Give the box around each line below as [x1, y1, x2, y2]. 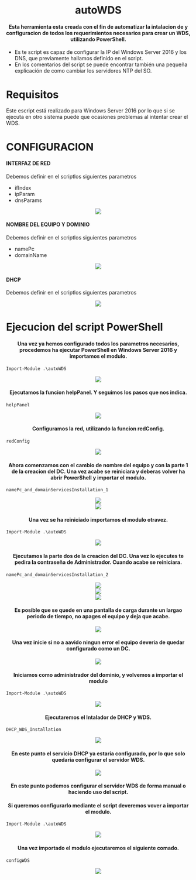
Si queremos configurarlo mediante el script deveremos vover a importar [8, 802, 189, 809]
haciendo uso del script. [68, 789, 129, 796]
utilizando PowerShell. [70, 36, 127, 43]
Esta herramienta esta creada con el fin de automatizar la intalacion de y [8, 23, 188, 30]
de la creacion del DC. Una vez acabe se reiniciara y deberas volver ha [11, 468, 185, 475]
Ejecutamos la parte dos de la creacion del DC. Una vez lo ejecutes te [12, 552, 184, 559]
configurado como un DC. [66, 645, 130, 652]
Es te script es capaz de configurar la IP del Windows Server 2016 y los [14, 49, 187, 56]
